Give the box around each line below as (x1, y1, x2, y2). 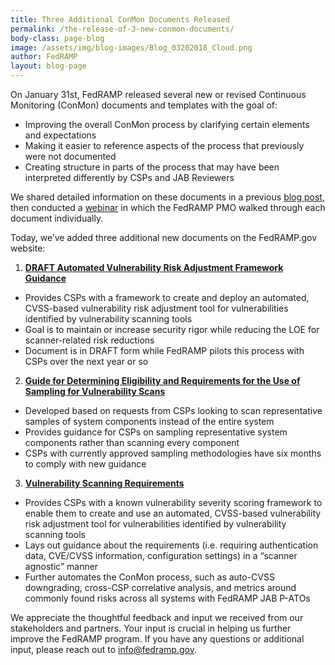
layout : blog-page (10, 61, 87, 71)
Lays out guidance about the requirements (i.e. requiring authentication (24, 539, 319, 551)
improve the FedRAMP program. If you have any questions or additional (10, 633, 305, 645)
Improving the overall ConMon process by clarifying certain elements (24, 119, 310, 130)
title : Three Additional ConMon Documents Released (10, 14, 230, 25)
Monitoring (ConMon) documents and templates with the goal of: (10, 99, 278, 111)
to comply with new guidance (24, 458, 147, 470)
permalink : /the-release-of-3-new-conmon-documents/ (10, 24, 235, 34)
